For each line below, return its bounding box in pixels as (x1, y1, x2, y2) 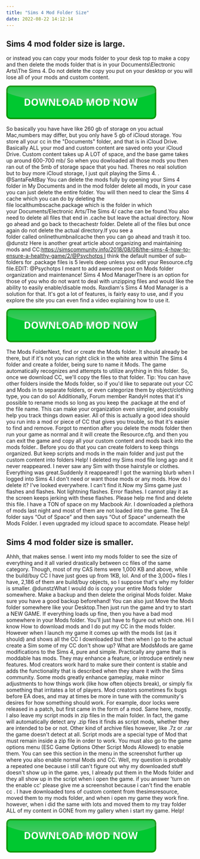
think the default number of (107, 252, 174, 259)
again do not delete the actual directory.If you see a (6, 227, 133, 234)
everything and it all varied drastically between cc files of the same (6, 560, 171, 567)
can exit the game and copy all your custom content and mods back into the (6, 437, 193, 445)
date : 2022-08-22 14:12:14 (6, 16, 73, 22)
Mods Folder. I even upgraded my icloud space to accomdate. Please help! (6, 520, 190, 527)
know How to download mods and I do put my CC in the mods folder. (6, 623, 176, 630)
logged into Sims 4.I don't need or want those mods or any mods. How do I (6, 475, 190, 482)
